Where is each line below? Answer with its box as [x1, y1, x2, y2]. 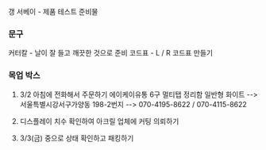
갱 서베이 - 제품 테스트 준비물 [8, 7, 98, 16]
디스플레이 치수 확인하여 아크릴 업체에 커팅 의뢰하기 [19, 116, 179, 125]
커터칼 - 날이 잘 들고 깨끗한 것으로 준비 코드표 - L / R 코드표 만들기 [8, 48, 213, 58]
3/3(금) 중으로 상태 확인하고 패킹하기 [19, 133, 134, 143]
